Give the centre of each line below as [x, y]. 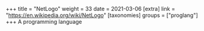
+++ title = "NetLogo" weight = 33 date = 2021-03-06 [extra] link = [90, 9]
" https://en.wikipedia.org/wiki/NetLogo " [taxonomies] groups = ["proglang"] [102, 15]
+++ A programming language [44, 22]
